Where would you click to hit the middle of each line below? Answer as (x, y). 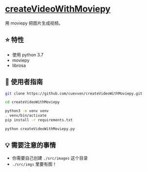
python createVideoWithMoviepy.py (40, 129)
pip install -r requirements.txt (39, 120)
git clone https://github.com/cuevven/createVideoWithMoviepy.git (74, 94)
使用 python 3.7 (28, 55)
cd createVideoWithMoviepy (32, 102)
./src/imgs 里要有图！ (34, 164)
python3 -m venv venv (27, 111)
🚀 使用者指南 (24, 82)
